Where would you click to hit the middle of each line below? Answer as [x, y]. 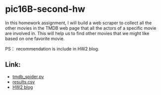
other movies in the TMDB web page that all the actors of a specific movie [81, 28]
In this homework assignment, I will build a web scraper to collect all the [79, 23]
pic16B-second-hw [45, 9]
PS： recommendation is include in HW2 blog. [52, 48]
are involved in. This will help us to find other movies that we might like [77, 33]
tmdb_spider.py [28, 76]
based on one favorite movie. [35, 39]
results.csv [24, 82]
